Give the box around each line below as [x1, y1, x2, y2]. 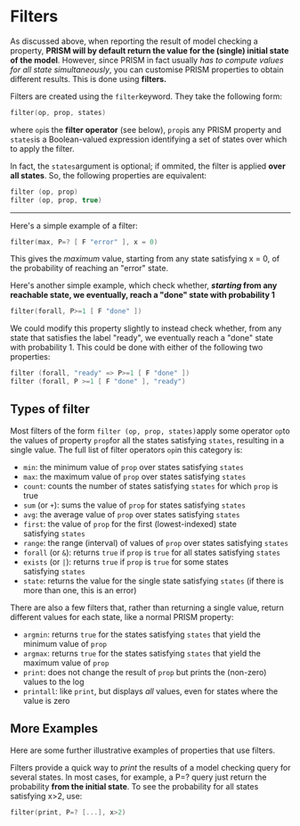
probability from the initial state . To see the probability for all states [10, 781, 259, 791]
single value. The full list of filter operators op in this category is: [10, 444, 243, 455]
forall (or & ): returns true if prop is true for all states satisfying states [22, 547, 281, 558]
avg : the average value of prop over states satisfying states [22, 508, 240, 519]
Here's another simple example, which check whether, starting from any [10, 280, 278, 291]
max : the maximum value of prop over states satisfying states [22, 471, 247, 482]
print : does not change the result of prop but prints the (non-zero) [22, 666, 267, 677]
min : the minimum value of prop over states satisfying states [22, 461, 244, 472]
